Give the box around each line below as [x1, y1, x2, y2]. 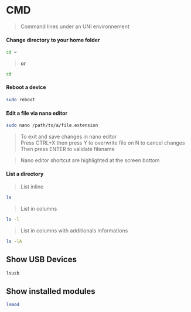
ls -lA [6, 238, 22, 244]
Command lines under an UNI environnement [20, 23, 130, 30]
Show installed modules [6, 286, 95, 296]
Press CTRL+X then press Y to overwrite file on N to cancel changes [20, 139, 186, 146]
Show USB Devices [6, 255, 77, 265]
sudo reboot [6, 97, 35, 103]
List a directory [6, 170, 44, 177]
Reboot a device [6, 84, 46, 91]
